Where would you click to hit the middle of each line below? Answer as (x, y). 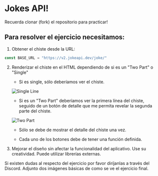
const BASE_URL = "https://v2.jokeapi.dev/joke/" (56, 58)
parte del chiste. (35, 111)
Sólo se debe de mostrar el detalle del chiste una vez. (73, 130)
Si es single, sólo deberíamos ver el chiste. (62, 82)
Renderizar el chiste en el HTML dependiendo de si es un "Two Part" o (82, 67)
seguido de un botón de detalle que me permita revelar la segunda (86, 106)
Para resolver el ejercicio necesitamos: (65, 37)
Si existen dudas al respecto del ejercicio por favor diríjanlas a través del (77, 163)
